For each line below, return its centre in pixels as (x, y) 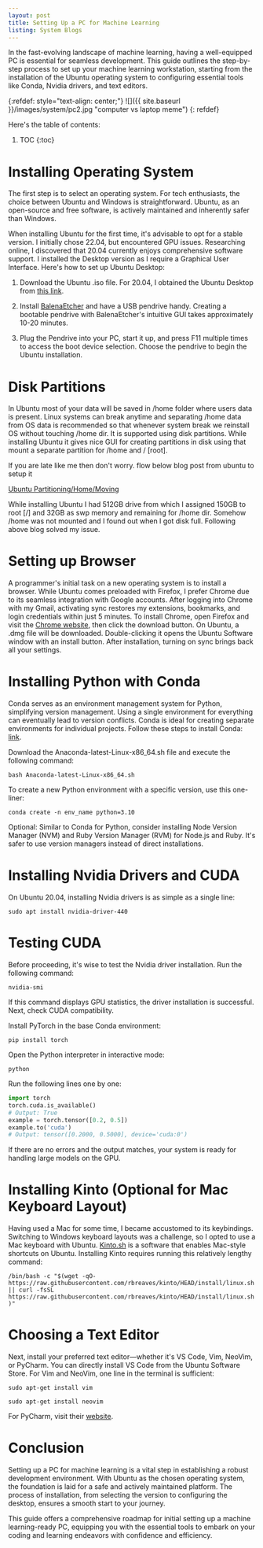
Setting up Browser (72, 562)
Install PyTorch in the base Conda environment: (84, 1025)
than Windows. (32, 219)
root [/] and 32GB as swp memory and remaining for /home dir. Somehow (127, 513)
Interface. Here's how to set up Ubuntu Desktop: (86, 268)
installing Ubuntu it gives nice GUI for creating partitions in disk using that (127, 442)
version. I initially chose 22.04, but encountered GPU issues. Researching (127, 242)
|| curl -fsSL (31, 1290)
